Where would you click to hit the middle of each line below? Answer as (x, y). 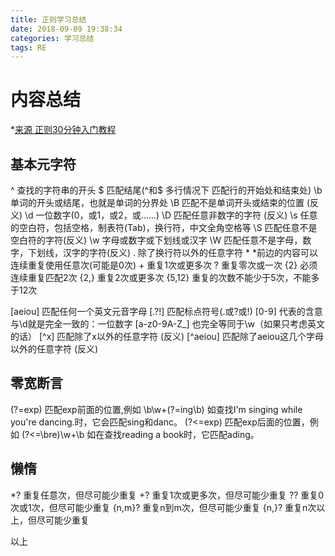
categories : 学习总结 (52, 38)
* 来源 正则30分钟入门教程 (63, 130)
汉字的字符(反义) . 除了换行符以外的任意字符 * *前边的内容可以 (190, 252)
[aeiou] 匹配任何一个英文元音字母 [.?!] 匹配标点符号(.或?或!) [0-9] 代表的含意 (166, 311)
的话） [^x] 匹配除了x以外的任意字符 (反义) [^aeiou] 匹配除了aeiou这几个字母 (167, 336)
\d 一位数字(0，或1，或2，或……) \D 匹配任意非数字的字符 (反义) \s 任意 (171, 215)
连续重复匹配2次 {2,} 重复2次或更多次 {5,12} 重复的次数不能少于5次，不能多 (165, 277)
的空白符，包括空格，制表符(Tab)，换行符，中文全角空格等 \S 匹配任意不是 (164, 227)
